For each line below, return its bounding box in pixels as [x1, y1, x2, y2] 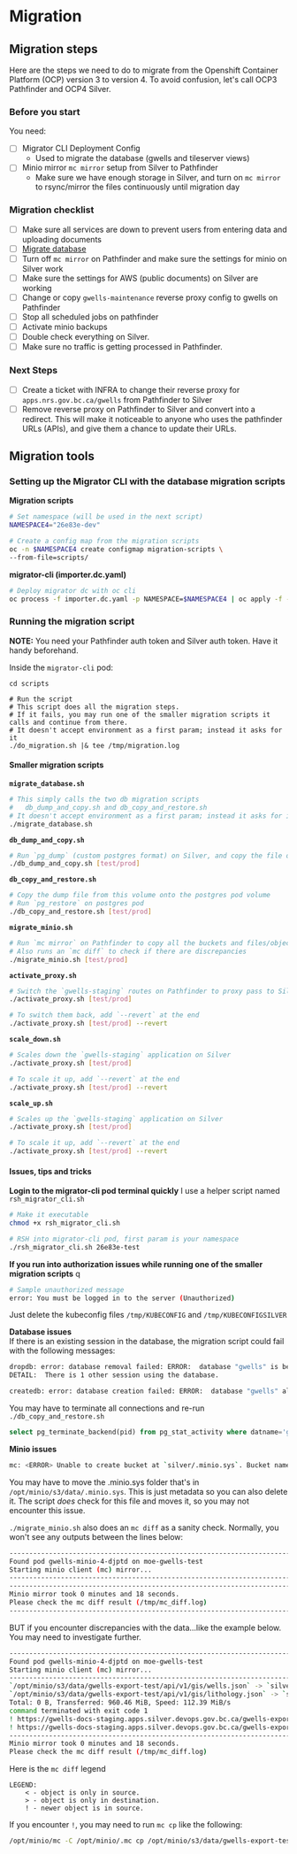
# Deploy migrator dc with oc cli [9, 586, 137, 595]
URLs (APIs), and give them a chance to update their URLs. [21, 423, 237, 434]
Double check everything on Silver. [21, 332, 150, 342]
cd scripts [9, 679, 49, 688]
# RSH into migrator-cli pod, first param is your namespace [9, 1235, 240, 1243]
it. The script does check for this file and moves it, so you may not [9, 1496, 250, 1506]
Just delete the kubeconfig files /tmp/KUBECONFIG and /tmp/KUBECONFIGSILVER [9, 1310, 287, 1320]
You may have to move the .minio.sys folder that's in [9, 1476, 200, 1488]
